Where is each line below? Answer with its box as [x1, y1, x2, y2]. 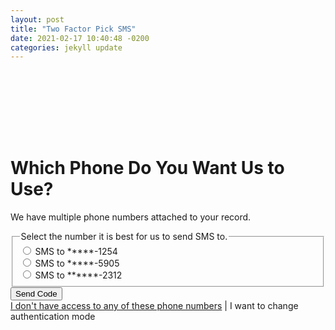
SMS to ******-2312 [34, 269, 123, 281]
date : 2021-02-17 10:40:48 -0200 [10, 33, 150, 43]
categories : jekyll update [10, 42, 123, 53]
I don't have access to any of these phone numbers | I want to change [10, 299, 299, 311]
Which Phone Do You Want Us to [10, 157, 285, 180]
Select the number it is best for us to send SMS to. [20, 231, 228, 243]
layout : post [10, 14, 65, 25]
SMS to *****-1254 [34, 246, 118, 258]
